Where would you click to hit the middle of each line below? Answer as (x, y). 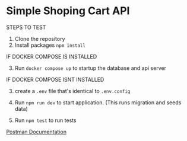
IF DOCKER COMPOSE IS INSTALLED (52, 56)
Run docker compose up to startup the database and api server (90, 68)
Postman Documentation (37, 132)
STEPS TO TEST (26, 27)
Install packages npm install (50, 45)
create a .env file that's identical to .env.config (72, 91)
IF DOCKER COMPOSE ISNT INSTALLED (55, 79)
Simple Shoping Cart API (68, 11)
